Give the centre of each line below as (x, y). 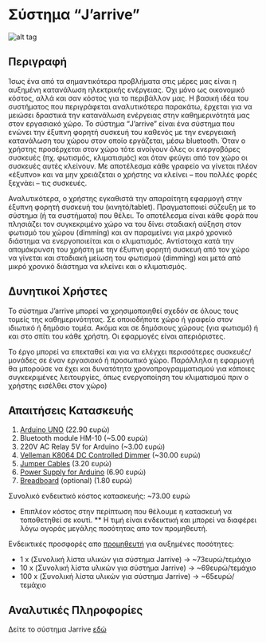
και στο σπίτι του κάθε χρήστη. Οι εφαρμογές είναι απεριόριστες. (117, 336)
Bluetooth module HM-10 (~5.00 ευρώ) (84, 438)
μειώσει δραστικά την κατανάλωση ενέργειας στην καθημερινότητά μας (129, 115)
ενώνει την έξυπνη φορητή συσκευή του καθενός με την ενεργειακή (122, 132)
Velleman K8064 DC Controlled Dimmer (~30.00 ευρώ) (110, 455)
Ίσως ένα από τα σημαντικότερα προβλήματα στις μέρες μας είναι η (123, 81)
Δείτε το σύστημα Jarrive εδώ (57, 629)
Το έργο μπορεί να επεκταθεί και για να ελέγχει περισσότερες (111, 351)
